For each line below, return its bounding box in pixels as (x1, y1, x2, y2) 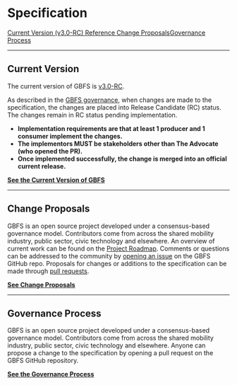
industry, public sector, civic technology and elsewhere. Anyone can (7, 341, 206, 350)
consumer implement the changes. (17, 132, 123, 140)
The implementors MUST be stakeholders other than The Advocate (17, 139, 219, 148)
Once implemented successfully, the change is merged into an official (17, 154, 227, 163)
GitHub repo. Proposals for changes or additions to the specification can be (7, 259, 227, 268)
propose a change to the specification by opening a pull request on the (7, 349, 214, 357)
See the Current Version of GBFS (7, 176, 105, 184)
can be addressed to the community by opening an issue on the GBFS (7, 251, 211, 260)
